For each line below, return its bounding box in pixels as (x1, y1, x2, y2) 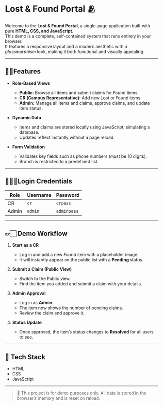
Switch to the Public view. (19, 276, 71, 282)
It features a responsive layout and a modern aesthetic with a (5, 43, 128, 49)
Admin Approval (12, 290, 46, 296)
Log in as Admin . (19, 300, 54, 306)
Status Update (12, 319, 42, 326)
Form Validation (12, 144, 45, 149)
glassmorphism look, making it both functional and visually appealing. (5, 49, 145, 55)
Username (27, 191, 52, 198)
